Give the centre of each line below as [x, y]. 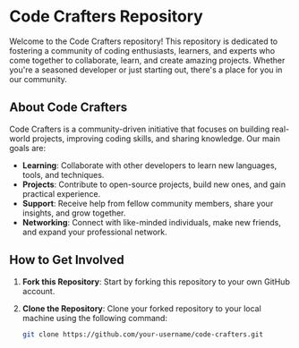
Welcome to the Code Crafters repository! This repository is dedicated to [144, 41]
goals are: [28, 148]
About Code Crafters [68, 108]
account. [38, 291]
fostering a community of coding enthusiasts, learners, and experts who [142, 50]
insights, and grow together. [74, 213]
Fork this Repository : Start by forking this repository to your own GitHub [156, 281]
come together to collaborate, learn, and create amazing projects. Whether [147, 60]
